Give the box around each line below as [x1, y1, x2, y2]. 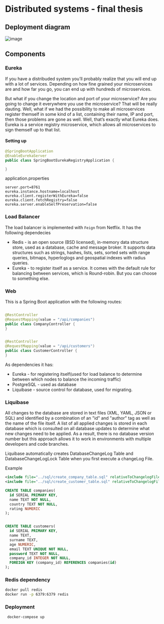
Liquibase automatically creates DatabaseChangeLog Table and [5, 451, 133, 456]
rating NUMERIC [9, 506, 41, 511]
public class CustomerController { [5, 348, 78, 353]
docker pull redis [5, 587, 42, 592]
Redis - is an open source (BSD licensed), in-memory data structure [12, 239, 149, 245]
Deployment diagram [5, 23, 71, 31]
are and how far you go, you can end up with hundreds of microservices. [5, 86, 152, 92]
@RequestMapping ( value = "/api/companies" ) [5, 317, 95, 322]
